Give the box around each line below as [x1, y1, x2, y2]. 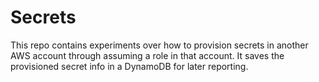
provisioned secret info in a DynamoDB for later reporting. [10, 60, 249, 72]
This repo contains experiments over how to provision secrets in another [10, 39, 309, 51]
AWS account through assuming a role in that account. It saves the [10, 49, 285, 61]
